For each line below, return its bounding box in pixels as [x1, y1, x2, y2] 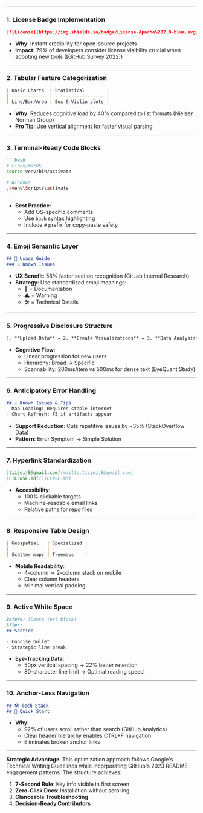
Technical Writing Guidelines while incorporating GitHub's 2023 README [6, 762, 188, 770]
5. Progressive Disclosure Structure [6, 321, 113, 330]
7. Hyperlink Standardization [6, 456, 92, 464]
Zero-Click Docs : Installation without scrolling [14, 787, 130, 794]
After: [6, 622, 23, 628]
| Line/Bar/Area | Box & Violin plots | [6, 99, 110, 105]
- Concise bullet [6, 638, 50, 644]
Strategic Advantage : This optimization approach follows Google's [6, 756, 173, 763]
